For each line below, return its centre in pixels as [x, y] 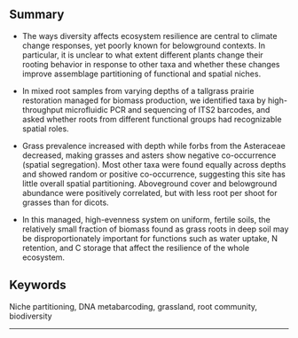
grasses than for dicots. [65, 202]
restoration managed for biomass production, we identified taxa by [144, 100]
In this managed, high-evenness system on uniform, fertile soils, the [146, 219]
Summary [37, 15]
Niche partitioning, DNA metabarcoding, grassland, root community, [133, 306]
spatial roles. [45, 129]
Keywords [38, 285]
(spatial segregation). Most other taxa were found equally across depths [154, 164]
